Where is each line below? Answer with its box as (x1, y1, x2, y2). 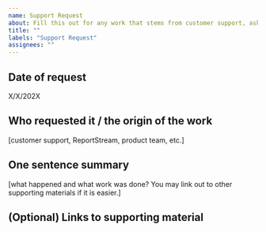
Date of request (8, 70, 87, 84)
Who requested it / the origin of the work (8, 114, 213, 127)
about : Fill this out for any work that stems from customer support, (8, 19, 246, 27)
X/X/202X (8, 91, 41, 101)
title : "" (8, 26, 41, 34)
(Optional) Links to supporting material (8, 211, 204, 224)
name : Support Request (8, 11, 83, 20)
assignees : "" (8, 41, 55, 49)
